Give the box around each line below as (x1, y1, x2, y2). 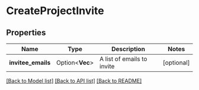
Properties (6, 28, 46, 38)
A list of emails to (99, 55, 147, 63)
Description (111, 45, 145, 53)
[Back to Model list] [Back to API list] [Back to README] (6, 78, 142, 84)
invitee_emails (9, 59, 51, 66)
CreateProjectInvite (6, 4, 105, 18)
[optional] (162, 59, 190, 66)
